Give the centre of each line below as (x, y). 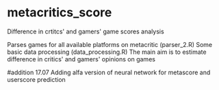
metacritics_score (60, 13)
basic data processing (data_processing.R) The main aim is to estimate (107, 52)
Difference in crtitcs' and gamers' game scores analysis (86, 31)
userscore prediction (37, 79)
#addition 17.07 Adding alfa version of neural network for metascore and (109, 72)
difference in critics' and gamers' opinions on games (81, 59)
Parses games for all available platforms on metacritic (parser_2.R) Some (110, 44)
